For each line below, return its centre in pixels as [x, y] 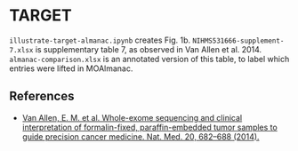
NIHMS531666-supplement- [238, 41]
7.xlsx [21, 50]
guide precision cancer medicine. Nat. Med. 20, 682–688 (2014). [141, 136]
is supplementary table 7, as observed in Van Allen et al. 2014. [149, 49]
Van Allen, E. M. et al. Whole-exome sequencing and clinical [132, 117]
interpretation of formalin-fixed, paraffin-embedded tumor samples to [149, 127]
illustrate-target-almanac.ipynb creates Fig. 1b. [100, 40]
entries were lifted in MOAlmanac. [71, 68]
